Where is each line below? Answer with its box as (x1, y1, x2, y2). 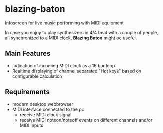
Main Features (5, 49, 51, 58)
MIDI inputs (19, 122, 44, 128)
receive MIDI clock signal (19, 111, 72, 118)
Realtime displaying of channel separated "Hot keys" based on (12, 68, 141, 74)
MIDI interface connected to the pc (12, 106, 85, 112)
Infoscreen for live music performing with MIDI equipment (5, 20, 124, 26)
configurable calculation (12, 73, 62, 79)
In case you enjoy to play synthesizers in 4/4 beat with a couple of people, (5, 29, 159, 35)
